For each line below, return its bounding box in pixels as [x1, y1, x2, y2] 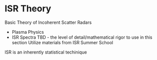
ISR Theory [4, 3, 52, 14]
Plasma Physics [11, 29, 44, 35]
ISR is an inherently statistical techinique [4, 49, 87, 55]
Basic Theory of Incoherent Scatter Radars [4, 19, 92, 25]
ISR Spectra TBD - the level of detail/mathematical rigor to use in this [11, 34, 153, 40]
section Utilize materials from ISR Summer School [11, 39, 113, 45]
